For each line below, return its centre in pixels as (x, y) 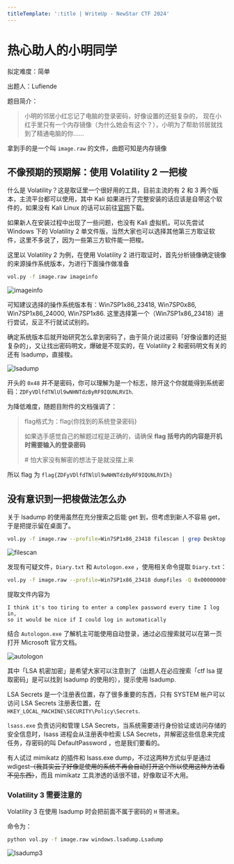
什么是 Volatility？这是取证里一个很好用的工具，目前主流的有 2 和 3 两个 (110, 190)
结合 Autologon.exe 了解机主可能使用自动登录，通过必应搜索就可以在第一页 (115, 633)
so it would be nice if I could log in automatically (87, 619)
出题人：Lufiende (32, 86)
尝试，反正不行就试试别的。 (53, 322)
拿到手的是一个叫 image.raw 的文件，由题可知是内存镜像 (87, 148)
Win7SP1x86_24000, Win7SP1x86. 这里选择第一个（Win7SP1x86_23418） (112, 314)
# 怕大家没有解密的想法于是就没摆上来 (79, 460)
